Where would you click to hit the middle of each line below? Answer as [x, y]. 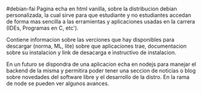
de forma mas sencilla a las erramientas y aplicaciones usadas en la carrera [101, 21]
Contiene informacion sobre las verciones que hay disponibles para [90, 40]
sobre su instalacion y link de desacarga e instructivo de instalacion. [91, 53]
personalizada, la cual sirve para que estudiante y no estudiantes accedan [99, 15]
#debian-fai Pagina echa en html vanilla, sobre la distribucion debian [92, 9]
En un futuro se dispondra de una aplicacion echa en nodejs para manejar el [101, 64]
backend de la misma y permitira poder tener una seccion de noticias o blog [101, 71]
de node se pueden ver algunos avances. [58, 83]
